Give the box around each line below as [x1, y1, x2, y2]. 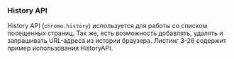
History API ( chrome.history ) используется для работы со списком [7, 22, 208, 30]
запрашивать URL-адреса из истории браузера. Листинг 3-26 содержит [7, 37, 227, 45]
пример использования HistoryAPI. [7, 44, 113, 53]
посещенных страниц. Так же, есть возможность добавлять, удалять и [7, 29, 223, 37]
